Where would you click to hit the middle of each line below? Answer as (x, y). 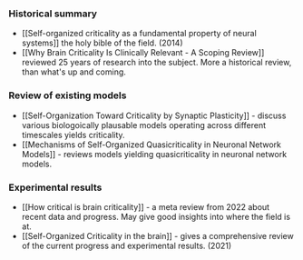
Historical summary (53, 14)
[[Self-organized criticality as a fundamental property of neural (139, 34)
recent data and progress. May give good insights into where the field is (156, 216)
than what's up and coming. (73, 72)
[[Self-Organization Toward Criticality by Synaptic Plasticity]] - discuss (154, 115)
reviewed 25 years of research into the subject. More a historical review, (156, 63)
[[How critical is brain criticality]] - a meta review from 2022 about (145, 206)
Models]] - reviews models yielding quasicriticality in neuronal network (154, 154)
